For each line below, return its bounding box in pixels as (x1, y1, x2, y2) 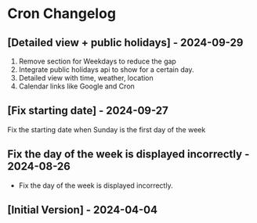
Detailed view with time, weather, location (18, 74, 154, 82)
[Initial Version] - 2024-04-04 (7, 203, 158, 217)
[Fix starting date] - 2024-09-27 (7, 104, 169, 117)
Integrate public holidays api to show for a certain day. (18, 65, 194, 74)
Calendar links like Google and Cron (18, 81, 135, 91)
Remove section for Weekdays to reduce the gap (18, 56, 177, 66)
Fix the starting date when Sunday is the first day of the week (7, 124, 206, 134)
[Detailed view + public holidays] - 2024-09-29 (7, 36, 244, 49)
